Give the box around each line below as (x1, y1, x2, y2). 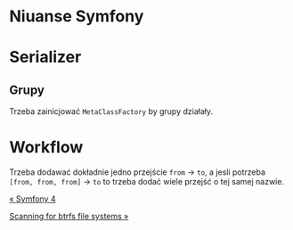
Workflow (9, 137, 84, 158)
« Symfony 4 (9, 193, 56, 204)
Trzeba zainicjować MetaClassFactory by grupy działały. (9, 106, 214, 117)
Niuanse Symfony (9, 6, 144, 27)
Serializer (9, 47, 82, 68)
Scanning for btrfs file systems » (9, 211, 129, 222)
